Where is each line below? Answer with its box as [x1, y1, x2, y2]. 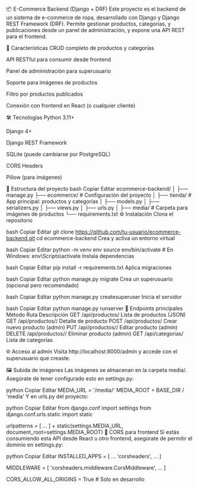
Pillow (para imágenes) [6, 174, 62, 181]
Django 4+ [6, 128, 32, 134]
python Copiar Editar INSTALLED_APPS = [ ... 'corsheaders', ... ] [6, 453, 162, 459]
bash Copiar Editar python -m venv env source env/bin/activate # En [6, 246, 174, 253]
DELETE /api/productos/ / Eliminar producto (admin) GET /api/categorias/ [6, 330, 184, 337]
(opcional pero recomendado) [6, 282, 79, 289]
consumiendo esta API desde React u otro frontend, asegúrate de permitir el [6, 435, 193, 442]
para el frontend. [6, 33, 47, 40]
